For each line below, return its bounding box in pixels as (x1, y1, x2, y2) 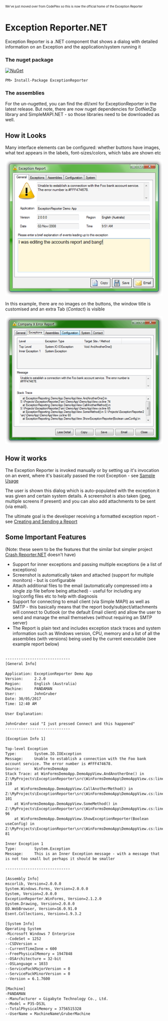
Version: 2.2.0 (5, 676, 46, 681)
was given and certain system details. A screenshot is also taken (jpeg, (5, 492, 151, 498)
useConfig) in (5, 821, 35, 826)
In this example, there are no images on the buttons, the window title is (5, 301, 151, 307)
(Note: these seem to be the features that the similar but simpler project (5, 546, 152, 552)
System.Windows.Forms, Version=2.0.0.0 (5, 886, 88, 891)
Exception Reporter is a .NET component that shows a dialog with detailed (5, 38, 158, 44)
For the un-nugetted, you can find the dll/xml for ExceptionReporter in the (5, 101, 156, 107)
